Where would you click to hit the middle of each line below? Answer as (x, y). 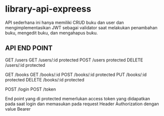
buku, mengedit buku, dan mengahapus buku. (51, 33)
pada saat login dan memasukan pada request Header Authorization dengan (82, 104)
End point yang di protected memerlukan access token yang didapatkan (78, 98)
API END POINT (29, 48)
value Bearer (18, 109)
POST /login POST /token (31, 89)
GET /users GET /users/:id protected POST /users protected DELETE (74, 60)
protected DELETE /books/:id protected (45, 79)
